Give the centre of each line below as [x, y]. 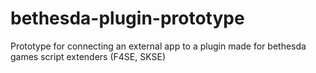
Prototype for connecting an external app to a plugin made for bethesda [158, 46]
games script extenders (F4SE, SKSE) [88, 56]
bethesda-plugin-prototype [127, 18]
